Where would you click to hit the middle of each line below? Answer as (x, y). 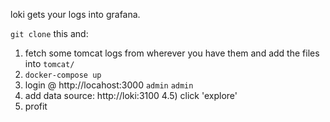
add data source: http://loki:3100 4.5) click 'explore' (131, 95)
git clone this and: (49, 33)
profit (36, 106)
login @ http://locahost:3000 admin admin (109, 85)
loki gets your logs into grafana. (75, 14)
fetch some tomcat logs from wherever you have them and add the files (172, 53)
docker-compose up (63, 75)
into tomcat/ (49, 63)
